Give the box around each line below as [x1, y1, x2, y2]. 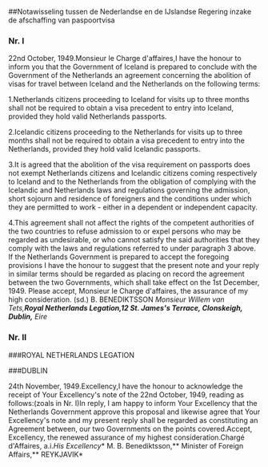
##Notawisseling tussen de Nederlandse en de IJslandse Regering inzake [8, 7, 252, 16]
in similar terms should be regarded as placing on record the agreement [8, 269, 246, 279]
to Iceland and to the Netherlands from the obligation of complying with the [8, 177, 257, 187]
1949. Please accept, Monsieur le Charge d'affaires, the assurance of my [8, 286, 249, 296]
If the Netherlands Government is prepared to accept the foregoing [8, 252, 230, 262]
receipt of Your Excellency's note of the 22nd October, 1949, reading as [8, 389, 245, 400]
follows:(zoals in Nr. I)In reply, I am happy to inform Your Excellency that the [8, 398, 258, 408]
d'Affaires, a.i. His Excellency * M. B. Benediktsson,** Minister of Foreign [8, 441, 244, 450]
